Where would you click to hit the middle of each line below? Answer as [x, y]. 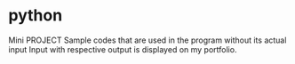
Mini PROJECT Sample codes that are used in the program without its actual [147, 40]
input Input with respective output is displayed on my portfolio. [123, 49]
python [36, 16]
